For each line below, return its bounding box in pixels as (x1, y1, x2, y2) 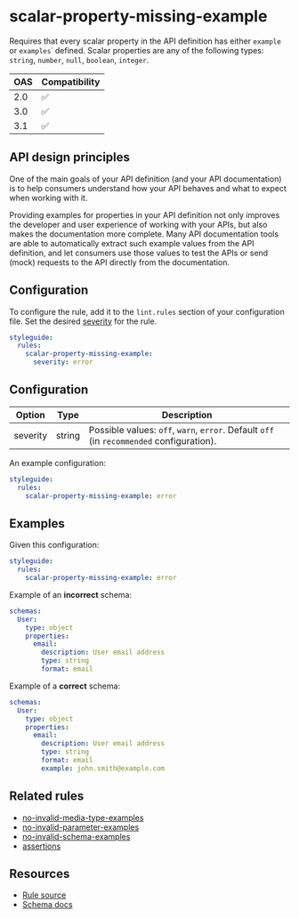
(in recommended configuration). (88, 434, 217, 447)
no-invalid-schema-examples (21, 831, 131, 841)
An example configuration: (9, 457, 107, 468)
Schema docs (21, 899, 73, 910)
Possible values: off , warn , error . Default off (88, 423, 274, 436)
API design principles (9, 149, 131, 165)
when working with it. (9, 192, 88, 203)
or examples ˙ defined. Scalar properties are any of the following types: (9, 44, 264, 55)
